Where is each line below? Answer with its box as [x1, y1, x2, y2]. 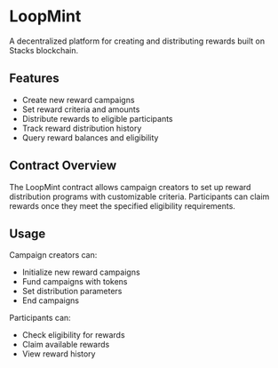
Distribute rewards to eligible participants [21, 113, 173, 124]
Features [9, 71, 60, 86]
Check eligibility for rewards [21, 330, 126, 340]
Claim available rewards [21, 340, 110, 350]
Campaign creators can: [9, 250, 98, 260]
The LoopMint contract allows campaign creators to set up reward [9, 181, 251, 192]
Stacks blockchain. [9, 44, 79, 55]
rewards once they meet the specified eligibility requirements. [9, 200, 235, 211]
